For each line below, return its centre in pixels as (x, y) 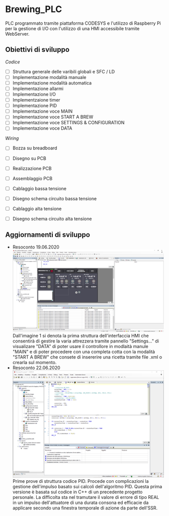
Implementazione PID (34, 106)
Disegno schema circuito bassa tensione (55, 198)
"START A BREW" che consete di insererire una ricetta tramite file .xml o (87, 357)
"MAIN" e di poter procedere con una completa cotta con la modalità (83, 352)
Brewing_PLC (34, 9)
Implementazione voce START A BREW (53, 117)
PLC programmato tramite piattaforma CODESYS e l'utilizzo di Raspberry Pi (83, 23)
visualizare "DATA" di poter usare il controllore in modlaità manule (80, 347)
